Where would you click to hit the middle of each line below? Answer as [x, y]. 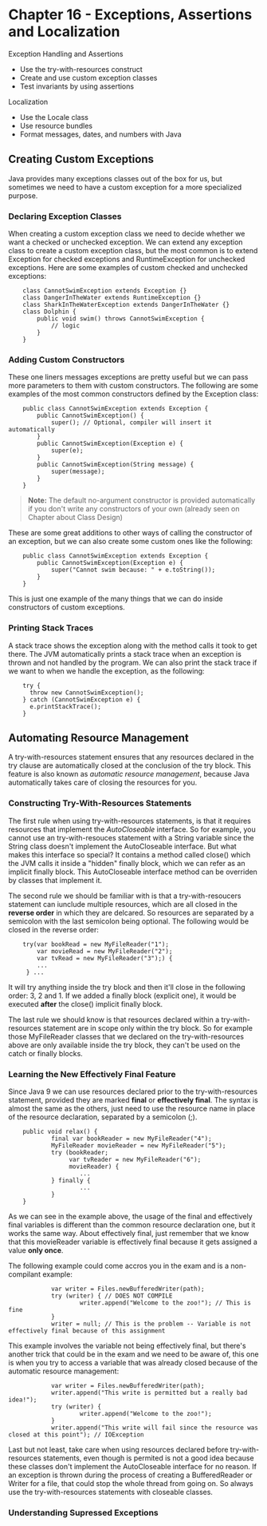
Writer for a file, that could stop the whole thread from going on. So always [131, 1484]
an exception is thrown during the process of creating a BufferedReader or [130, 1475]
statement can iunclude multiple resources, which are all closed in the [123, 904]
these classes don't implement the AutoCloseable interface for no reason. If [133, 1467]
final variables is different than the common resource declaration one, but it [132, 1225]
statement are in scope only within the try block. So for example [148, 1027]
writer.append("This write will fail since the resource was [155, 1428]
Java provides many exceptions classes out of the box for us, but [116, 178]
